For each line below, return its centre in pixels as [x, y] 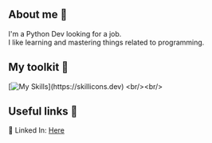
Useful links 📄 [43, 112]
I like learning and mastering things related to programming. [106, 42]
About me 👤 [38, 15]
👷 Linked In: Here [37, 130]
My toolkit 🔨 [39, 67]
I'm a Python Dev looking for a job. [65, 33]
